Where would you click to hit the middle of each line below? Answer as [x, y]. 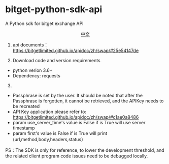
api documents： [30, 45]
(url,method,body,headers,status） [49, 139]
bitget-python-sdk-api [54, 9]
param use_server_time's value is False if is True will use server [79, 122]
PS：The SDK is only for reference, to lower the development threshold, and [85, 150]
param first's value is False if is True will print [60, 133]
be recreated [26, 106]
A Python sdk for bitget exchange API [44, 23]
